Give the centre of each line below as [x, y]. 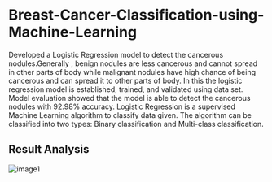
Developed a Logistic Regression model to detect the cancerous [116, 54]
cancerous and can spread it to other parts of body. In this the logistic [125, 80]
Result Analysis [49, 149]
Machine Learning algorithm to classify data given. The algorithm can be [130, 115]
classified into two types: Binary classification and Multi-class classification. [136, 123]
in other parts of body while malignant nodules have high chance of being [132, 71]
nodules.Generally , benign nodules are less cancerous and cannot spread [133, 63]
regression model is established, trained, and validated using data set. [126, 89]
